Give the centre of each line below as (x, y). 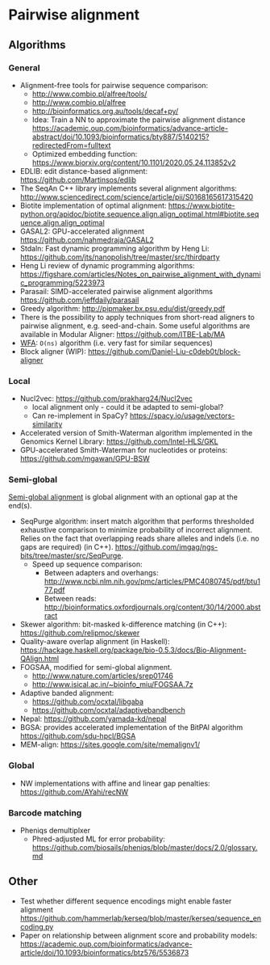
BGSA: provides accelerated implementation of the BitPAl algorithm (131, 727)
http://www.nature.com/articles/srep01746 (102, 676)
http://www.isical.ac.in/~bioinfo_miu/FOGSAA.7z (112, 685)
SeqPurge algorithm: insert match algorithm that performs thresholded (137, 521)
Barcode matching (45, 812)
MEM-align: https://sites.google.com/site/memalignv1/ (110, 744)
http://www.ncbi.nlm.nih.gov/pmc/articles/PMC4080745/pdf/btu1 (152, 582)
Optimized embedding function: (85, 154)
